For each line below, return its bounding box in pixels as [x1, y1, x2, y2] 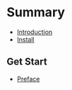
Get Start [6, 56, 47, 68]
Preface [16, 74, 40, 83]
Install [16, 35, 35, 43]
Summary [6, 4, 65, 21]
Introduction [16, 28, 53, 36]
